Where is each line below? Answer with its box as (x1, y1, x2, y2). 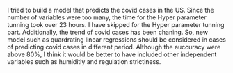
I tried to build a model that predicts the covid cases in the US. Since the (7, 6, 214, 14)
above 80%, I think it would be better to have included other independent (7, 50, 217, 58)
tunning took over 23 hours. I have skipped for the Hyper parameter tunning (7, 21, 225, 29)
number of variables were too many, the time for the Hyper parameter (7, 13, 207, 22)
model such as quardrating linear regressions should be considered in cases (7, 35, 226, 44)
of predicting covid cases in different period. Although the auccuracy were (7, 43, 221, 51)
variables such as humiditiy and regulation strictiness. (7, 58, 161, 65)
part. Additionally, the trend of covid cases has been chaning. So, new (7, 28, 209, 36)
